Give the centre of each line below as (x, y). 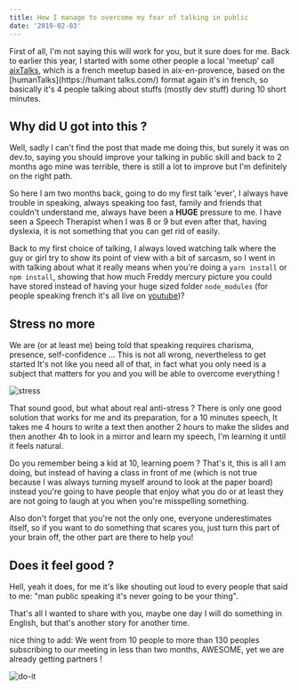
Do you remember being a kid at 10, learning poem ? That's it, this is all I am (148, 463)
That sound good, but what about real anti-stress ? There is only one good (145, 408)
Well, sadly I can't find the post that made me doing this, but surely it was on (149, 148)
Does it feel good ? (62, 565)
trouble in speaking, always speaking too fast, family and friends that (136, 203)
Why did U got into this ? (78, 126)
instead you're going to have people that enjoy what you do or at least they (146, 491)
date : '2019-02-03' (45, 26)
